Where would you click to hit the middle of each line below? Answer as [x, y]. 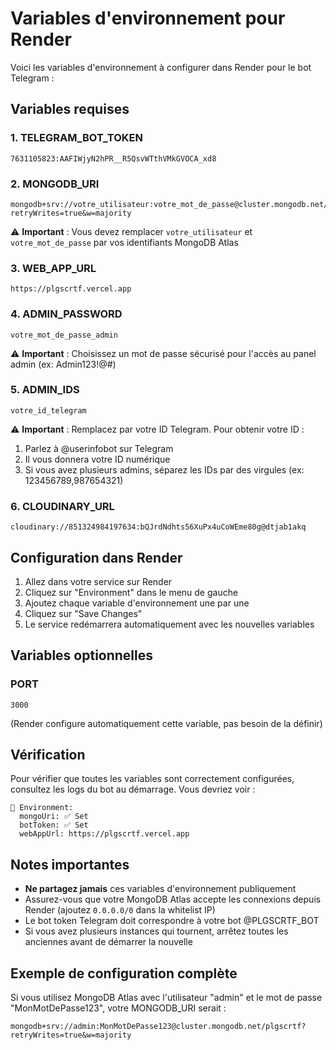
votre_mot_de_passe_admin [64, 335]
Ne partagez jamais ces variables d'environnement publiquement [160, 889]
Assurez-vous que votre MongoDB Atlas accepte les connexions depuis [173, 899]
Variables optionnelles [82, 655]
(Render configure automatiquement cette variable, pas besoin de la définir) [166, 723]
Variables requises [70, 109]
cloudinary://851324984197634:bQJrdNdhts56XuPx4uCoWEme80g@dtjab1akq [158, 527]
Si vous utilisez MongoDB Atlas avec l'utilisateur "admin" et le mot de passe [166, 998]
